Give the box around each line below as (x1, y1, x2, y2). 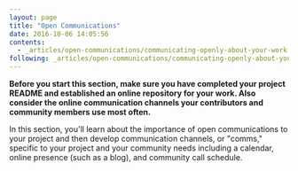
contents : (9, 37, 46, 47)
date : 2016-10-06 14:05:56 (9, 29, 109, 38)
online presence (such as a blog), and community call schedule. (9, 152, 243, 162)
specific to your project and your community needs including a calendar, (9, 143, 275, 153)
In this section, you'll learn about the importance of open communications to (9, 124, 288, 134)
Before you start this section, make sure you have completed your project (9, 79, 286, 89)
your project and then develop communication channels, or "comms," (9, 134, 263, 144)
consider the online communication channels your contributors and (9, 97, 263, 107)
